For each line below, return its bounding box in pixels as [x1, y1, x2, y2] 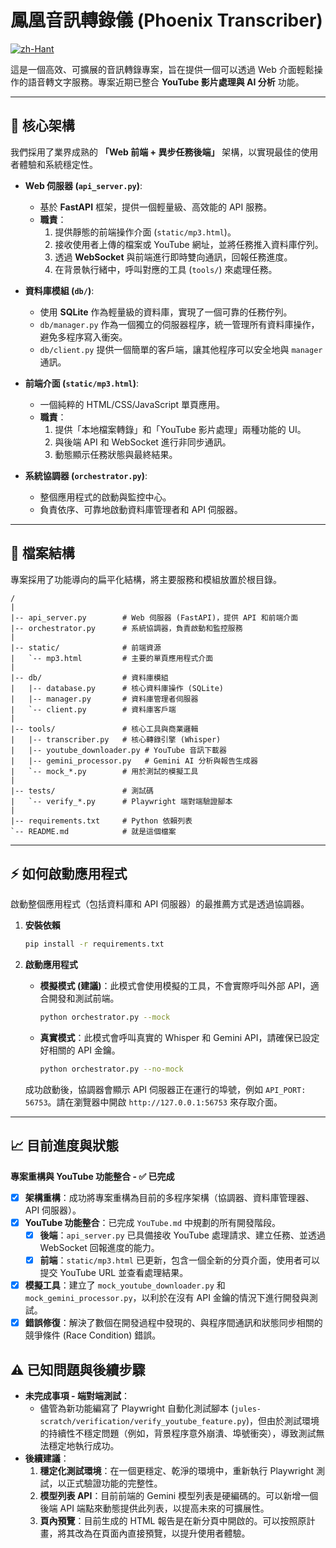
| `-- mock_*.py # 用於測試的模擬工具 [10, 766, 199, 776]
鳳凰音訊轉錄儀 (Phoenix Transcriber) [10, 9, 323, 32]
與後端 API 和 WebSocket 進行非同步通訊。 [54, 436, 232, 448]
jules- [234, 1404, 262, 1414]
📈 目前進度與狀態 [10, 1137, 120, 1155]
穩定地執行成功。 [48, 1440, 120, 1451]
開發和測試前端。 [48, 992, 120, 1005]
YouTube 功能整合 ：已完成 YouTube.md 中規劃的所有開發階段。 [24, 1216, 282, 1228]
